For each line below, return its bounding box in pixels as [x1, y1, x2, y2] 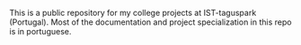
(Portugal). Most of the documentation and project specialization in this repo [9, 17, 292, 27]
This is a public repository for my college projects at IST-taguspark [9, 8, 257, 18]
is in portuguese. [9, 26, 72, 36]
